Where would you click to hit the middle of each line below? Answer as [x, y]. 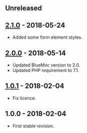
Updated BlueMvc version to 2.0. [46, 65]
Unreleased [24, 8]
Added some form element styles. [47, 37]
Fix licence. [24, 98]
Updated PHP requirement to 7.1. [45, 70]
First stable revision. [33, 126]
